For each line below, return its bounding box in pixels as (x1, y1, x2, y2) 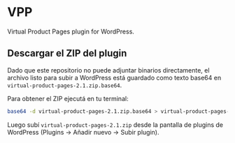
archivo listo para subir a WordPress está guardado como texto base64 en (7, 73, 222, 82)
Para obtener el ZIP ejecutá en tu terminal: (7, 94, 129, 103)
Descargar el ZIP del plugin (7, 47, 127, 59)
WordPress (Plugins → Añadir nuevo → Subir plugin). (7, 128, 159, 136)
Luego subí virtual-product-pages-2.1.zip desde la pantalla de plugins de (7, 120, 224, 129)
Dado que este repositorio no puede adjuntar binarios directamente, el (7, 66, 210, 74)
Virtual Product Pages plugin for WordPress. (7, 27, 135, 36)
